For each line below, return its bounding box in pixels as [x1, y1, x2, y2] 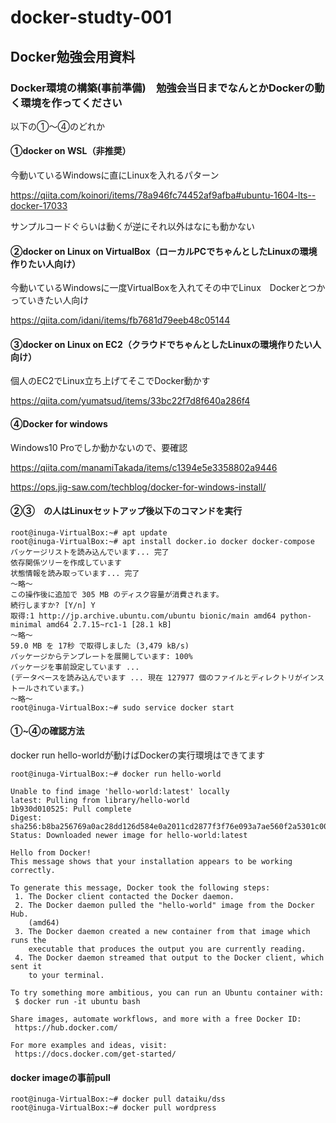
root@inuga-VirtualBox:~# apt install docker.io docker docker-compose [10, 536, 315, 546]
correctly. [10, 866, 56, 876]
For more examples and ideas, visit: [10, 1041, 168, 1051]
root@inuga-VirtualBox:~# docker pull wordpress [10, 1103, 217, 1113]
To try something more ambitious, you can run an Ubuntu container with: [10, 988, 325, 998]
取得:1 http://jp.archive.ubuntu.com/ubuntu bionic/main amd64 [10, 611, 277, 621]
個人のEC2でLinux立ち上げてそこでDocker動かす [10, 375, 211, 387]
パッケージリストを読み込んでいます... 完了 [10, 547, 170, 557]
